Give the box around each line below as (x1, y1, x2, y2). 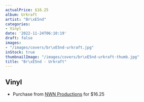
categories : (5, 21, 30, 27)
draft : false (5, 36, 33, 41)
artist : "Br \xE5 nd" (5, 17, 47, 22)
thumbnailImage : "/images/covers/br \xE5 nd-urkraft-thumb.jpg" (5, 54, 139, 60)
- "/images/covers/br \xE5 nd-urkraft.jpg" (5, 45, 94, 50)
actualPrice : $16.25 (5, 7, 49, 13)
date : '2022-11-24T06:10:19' (5, 31, 67, 36)
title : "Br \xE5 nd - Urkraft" (5, 59, 67, 64)
